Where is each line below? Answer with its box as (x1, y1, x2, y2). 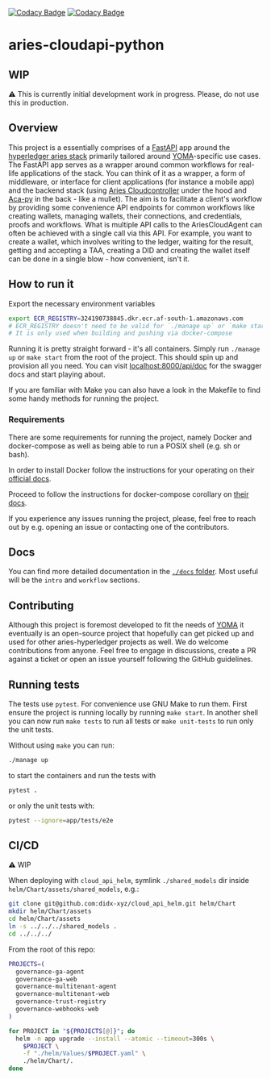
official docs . (8, 473, 52, 483)
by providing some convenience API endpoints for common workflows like (8, 202, 256, 212)
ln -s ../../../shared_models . (8, 923, 117, 931)
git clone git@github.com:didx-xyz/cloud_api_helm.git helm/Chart (8, 900, 236, 908)
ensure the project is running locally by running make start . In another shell (8, 707, 258, 717)
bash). (8, 449, 30, 459)
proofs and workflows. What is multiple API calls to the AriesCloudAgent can (8, 219, 263, 229)
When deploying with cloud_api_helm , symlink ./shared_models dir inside (8, 876, 250, 885)
